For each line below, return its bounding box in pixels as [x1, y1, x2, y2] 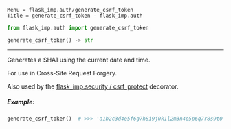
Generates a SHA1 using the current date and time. [7, 56, 151, 64]
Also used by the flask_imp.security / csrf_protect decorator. [7, 82, 179, 91]
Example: [7, 98, 35, 106]
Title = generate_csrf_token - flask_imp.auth [7, 12, 143, 19]
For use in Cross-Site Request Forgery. [7, 69, 118, 77]
